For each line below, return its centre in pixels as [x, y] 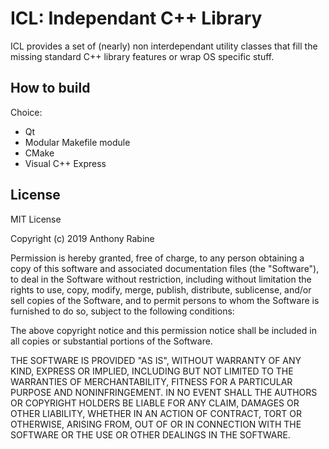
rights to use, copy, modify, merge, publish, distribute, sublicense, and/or [161, 289]
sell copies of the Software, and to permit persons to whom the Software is [165, 300]
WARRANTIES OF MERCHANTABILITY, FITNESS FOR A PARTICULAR [151, 381]
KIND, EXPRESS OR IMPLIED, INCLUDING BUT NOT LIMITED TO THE [152, 371]
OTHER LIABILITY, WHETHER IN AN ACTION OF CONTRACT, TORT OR [156, 413]
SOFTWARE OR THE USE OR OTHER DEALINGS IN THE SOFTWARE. [150, 434]
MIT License [36, 219]
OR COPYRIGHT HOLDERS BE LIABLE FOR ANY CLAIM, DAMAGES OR [155, 403]
